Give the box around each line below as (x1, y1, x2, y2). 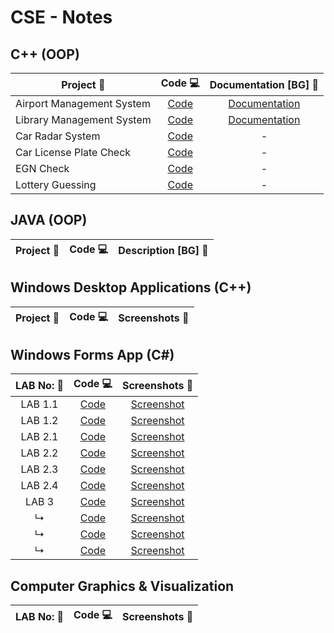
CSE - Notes (10, 6, 113, 29)
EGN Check (15, 162, 70, 175)
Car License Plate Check (15, 146, 132, 159)
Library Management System (15, 113, 152, 126)
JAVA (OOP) (10, 212, 88, 229)
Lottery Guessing (15, 178, 97, 191)
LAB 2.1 (20, 430, 59, 444)
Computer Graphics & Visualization (10, 577, 235, 595)
